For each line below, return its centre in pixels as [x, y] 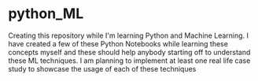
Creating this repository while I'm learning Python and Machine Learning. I [129, 35]
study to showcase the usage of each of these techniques [102, 68]
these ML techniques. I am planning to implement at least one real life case [129, 61]
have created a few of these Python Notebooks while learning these [118, 43]
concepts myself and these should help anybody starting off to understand [129, 52]
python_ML [46, 14]
